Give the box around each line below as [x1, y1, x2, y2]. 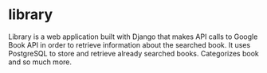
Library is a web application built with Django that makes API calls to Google [8, 32, 258, 41]
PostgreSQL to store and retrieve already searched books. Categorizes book [8, 48, 259, 58]
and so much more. [8, 57, 73, 67]
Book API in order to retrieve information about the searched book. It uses [8, 40, 251, 49]
